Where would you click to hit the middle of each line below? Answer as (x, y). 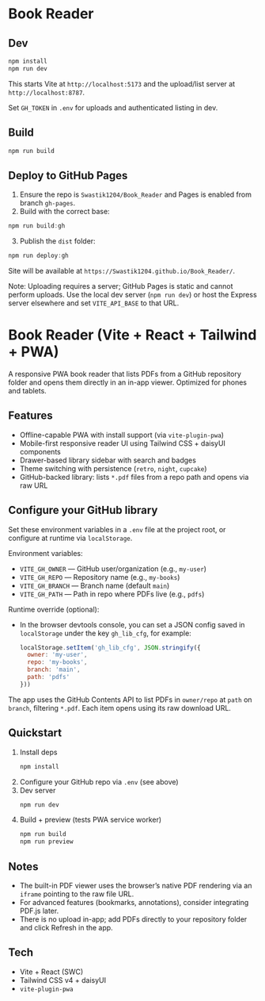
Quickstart (35, 733)
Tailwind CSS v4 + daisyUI (63, 980)
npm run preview (46, 842)
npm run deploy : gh (38, 256)
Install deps (38, 752)
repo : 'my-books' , (57, 662)
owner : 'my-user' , (57, 655)
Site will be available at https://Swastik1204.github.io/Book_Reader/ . (122, 271)
